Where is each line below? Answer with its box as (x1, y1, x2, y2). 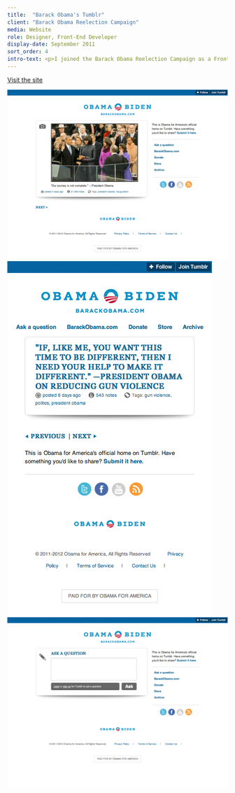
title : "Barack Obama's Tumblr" (7, 11, 105, 18)
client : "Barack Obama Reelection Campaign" (7, 18, 139, 26)
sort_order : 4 (7, 48, 49, 55)
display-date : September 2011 (7, 41, 96, 48)
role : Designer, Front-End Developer (7, 34, 117, 41)
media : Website (7, 26, 52, 33)
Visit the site (7, 76, 43, 84)
